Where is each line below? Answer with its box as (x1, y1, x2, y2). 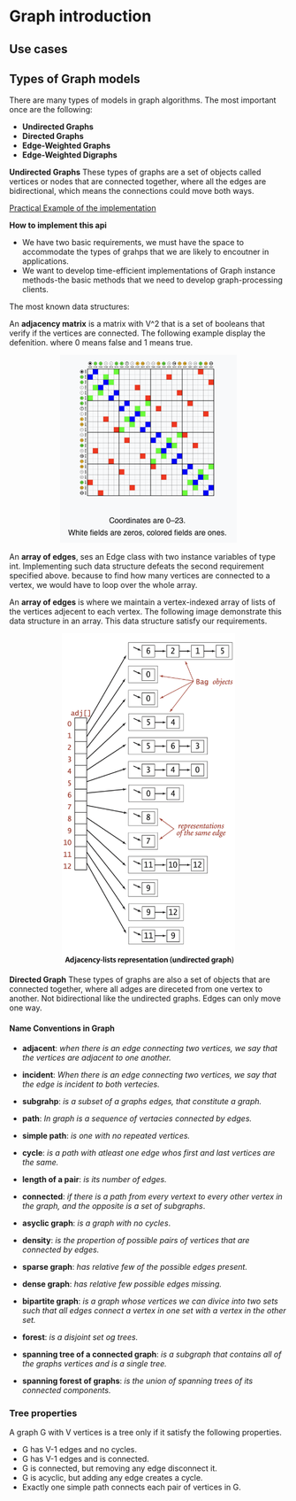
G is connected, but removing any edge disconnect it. (21, 1463, 218, 1474)
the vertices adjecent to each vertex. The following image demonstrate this (9, 607, 283, 617)
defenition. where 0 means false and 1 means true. (9, 337, 194, 348)
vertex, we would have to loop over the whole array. (9, 580, 198, 591)
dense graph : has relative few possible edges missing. (21, 1278, 223, 1289)
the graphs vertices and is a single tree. (21, 1358, 168, 1369)
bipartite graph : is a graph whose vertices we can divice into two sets (21, 1296, 278, 1306)
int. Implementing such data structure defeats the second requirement (9, 561, 265, 572)
